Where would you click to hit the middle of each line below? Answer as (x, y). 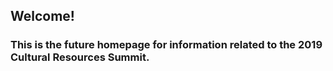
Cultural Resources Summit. (80, 57)
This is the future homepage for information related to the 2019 (166, 45)
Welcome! (42, 16)
